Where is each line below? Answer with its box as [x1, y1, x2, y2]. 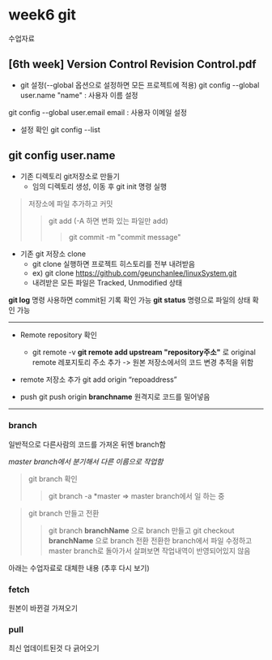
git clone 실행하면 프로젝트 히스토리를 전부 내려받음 [32, 259, 196, 268]
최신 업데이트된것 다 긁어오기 [8, 643, 100, 654]
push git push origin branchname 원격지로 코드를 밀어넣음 [19, 392, 210, 401]
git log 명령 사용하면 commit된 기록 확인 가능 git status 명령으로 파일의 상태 [8, 294, 251, 305]
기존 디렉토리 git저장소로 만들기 [19, 171, 120, 181]
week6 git [8, 6, 77, 24]
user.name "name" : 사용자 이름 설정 [19, 90, 138, 100]
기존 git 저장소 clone [19, 249, 87, 259]
